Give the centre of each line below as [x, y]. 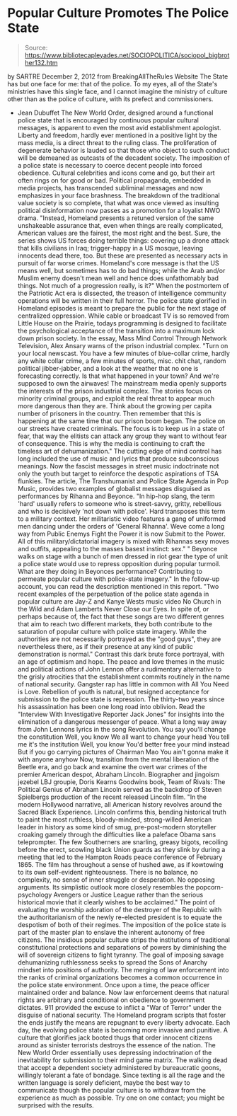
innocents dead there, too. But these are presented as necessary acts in [123, 255]
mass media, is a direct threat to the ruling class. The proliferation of [117, 142]
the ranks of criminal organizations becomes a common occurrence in [120, 977]
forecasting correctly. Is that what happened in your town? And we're [118, 376]
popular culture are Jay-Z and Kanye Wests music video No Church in [119, 601]
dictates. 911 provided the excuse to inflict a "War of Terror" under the [119, 1007]
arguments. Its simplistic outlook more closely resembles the [106, 887]
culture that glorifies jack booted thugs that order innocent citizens [115, 1037]
